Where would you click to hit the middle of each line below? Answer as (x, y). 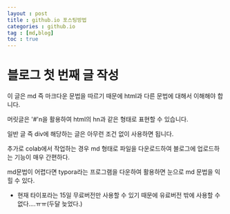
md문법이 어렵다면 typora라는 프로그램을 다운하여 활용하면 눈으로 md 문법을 (110, 172)
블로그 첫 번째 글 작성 (63, 76)
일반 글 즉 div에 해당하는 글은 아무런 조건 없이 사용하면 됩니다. (90, 134)
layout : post (28, 13)
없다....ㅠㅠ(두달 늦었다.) (50, 204)
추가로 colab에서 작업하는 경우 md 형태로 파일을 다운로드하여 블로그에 (102, 148)
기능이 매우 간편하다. (42, 157)
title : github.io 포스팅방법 (47, 20)
